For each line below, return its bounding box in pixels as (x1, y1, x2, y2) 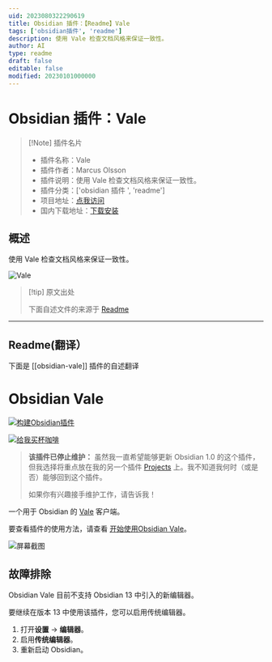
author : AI (8, 42, 45, 50)
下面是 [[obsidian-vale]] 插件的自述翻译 (8, 361, 139, 371)
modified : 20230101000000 (8, 72, 96, 80)
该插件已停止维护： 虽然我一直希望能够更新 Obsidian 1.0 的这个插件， (28, 452, 260, 462)
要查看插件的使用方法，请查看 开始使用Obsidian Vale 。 (8, 524, 192, 534)
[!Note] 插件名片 (28, 138, 83, 147)
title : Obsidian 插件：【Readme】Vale (8, 19, 130, 28)
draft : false (8, 57, 53, 66)
